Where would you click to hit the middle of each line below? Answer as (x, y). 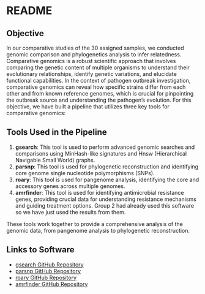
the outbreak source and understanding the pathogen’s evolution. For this (99, 100)
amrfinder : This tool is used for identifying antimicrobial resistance (100, 192)
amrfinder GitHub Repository (51, 284)
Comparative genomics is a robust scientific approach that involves (91, 61)
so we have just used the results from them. (70, 212)
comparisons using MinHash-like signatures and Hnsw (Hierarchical (101, 153)
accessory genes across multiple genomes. (70, 186)
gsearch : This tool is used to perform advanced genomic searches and (105, 147)
